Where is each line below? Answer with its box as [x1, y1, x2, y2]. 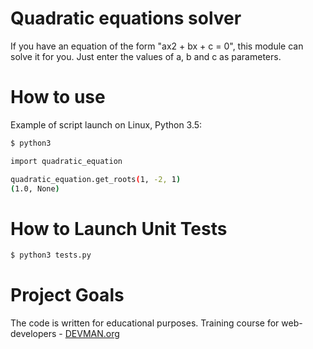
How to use [10, 86, 106, 109]
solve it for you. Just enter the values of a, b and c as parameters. [10, 50, 282, 62]
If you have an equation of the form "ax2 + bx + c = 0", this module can [10, 40, 304, 52]
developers [10, 328, 57, 340]
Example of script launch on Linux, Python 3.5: [10, 118, 203, 131]
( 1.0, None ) [10, 183, 60, 194]
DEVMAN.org [64, 328, 120, 340]
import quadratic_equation [10, 156, 123, 166]
